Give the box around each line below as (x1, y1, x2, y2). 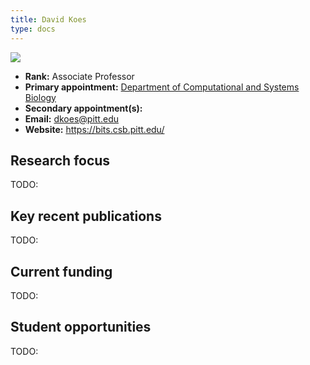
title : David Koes (10, 14, 87, 25)
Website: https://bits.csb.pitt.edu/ (24, 123, 165, 135)
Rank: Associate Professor (24, 70, 135, 82)
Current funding (10, 263, 113, 280)
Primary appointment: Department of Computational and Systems (24, 81, 300, 93)
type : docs (10, 24, 56, 34)
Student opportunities (10, 319, 152, 336)
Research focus (10, 152, 111, 169)
